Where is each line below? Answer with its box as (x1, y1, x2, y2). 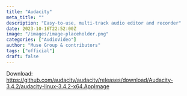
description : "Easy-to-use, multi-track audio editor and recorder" (6, 20, 182, 26)
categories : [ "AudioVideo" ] (6, 37, 77, 43)
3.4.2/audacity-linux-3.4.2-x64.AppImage (6, 82, 110, 90)
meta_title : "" (6, 14, 44, 20)
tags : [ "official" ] (6, 48, 55, 54)
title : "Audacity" (6, 8, 52, 15)
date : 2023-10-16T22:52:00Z (6, 25, 77, 32)
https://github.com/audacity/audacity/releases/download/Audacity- (6, 76, 173, 83)
